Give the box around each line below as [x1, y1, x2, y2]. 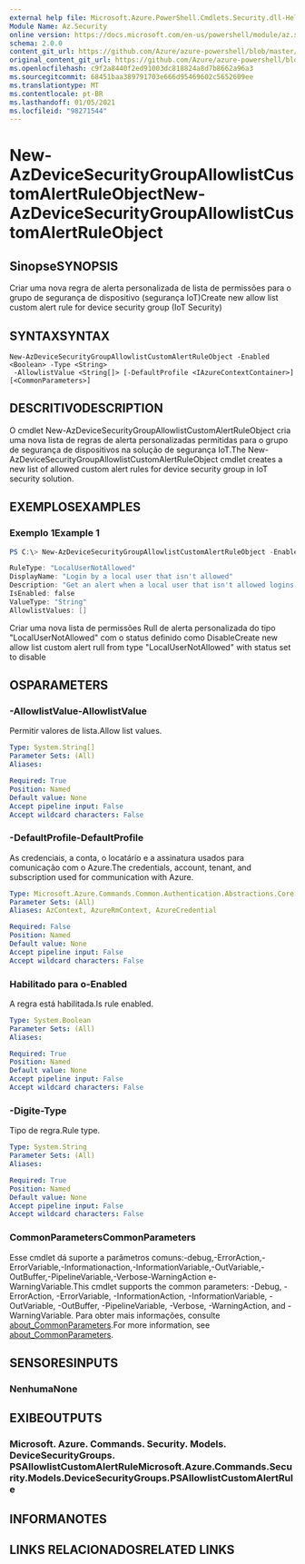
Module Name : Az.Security [9, 22, 107, 31]
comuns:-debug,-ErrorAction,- [151, 1252, 266, 1262]
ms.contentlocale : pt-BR [9, 89, 103, 98]
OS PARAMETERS [9, 678, 109, 693]
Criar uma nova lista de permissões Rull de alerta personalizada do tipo [9, 622, 276, 633]
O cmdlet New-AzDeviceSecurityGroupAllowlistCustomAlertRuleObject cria [9, 424, 291, 436]
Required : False [9, 923, 71, 932]
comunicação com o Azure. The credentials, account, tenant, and [9, 862, 252, 873]
